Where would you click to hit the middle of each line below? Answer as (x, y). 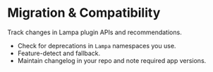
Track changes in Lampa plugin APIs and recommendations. (95, 32)
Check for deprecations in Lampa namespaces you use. (97, 45)
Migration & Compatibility (84, 13)
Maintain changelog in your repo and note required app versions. (112, 60)
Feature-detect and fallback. (59, 53)
